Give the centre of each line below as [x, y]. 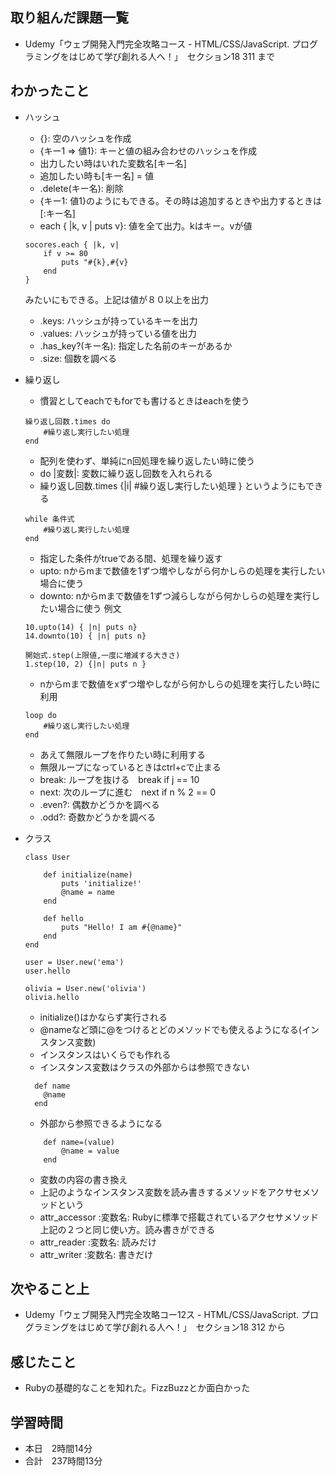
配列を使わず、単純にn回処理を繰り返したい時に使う [147, 460]
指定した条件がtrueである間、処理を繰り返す [131, 558]
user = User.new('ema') [74, 962]
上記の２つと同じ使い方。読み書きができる [127, 1229]
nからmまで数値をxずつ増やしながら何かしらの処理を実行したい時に [180, 684]
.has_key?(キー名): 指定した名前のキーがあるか [136, 345]
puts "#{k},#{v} [95, 262]
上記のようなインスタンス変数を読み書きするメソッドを [153, 1192]
